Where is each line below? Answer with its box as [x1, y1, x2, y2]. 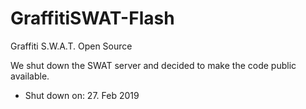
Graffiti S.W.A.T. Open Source [10, 40, 133, 52]
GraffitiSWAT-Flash [10, 7, 175, 30]
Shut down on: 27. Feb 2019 [24, 89, 140, 101]
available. [10, 70, 50, 82]
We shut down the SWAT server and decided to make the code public [10, 59, 297, 71]
